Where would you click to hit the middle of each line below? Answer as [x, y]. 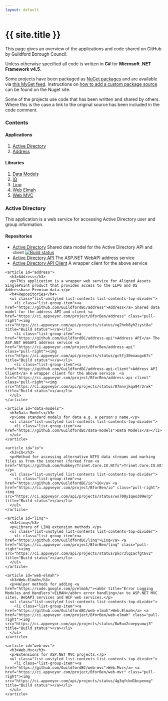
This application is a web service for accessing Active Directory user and [80, 219]
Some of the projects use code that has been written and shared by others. [82, 99]
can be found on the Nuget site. [38, 89]
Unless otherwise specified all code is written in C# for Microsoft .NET [78, 64]
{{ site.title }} [33, 34]
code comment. [21, 110]
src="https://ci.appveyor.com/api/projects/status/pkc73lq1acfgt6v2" [79, 554]
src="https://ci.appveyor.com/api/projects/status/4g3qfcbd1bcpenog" [79, 681]
